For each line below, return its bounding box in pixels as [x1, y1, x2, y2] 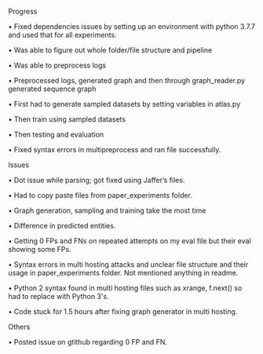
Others [8, 322, 31, 331]
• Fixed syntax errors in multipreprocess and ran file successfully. [8, 145, 221, 154]
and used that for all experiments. [8, 31, 117, 39]
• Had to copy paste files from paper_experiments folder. [8, 191, 192, 199]
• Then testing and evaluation [8, 130, 104, 139]
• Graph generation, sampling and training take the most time [8, 206, 206, 215]
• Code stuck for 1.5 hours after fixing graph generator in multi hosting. [8, 307, 238, 316]
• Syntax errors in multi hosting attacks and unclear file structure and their [8, 260, 249, 269]
